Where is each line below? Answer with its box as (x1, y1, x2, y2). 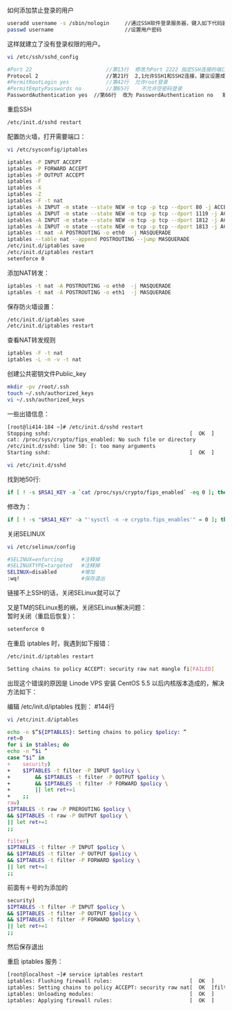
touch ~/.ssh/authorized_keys (7, 390, 95, 397)
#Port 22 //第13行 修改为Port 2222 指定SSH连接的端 (7, 66, 222, 73)
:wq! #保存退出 (7, 575, 106, 582)
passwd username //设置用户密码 (7, 26, 162, 33)
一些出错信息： (7, 409, 50, 418)
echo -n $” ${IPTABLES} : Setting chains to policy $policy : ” (7, 728, 187, 735)
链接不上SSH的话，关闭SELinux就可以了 (7, 589, 122, 597)
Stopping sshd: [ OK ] (7, 430, 215, 437)
